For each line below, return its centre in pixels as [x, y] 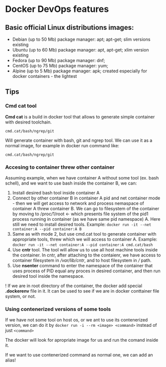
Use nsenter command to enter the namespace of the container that [83, 265]
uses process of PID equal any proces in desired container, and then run [86, 271]
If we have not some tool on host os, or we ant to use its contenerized [77, 320]
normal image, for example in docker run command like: [62, 145]
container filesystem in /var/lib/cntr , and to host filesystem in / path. [82, 260]
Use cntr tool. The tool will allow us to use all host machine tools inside [85, 249]
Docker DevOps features [57, 9]
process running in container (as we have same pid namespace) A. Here [86, 219]
